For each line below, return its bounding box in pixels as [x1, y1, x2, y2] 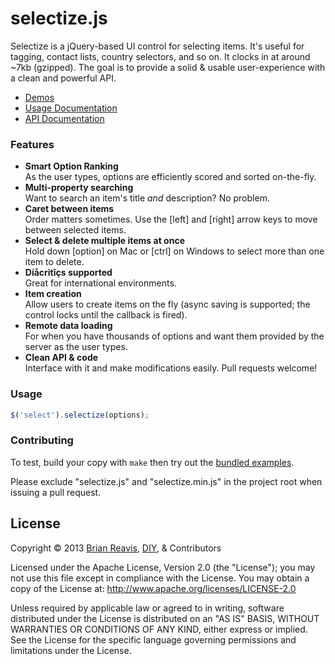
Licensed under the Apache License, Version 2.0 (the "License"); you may [10, 561, 316, 573]
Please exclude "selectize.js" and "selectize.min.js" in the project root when [10, 475, 323, 487]
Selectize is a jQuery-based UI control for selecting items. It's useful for [10, 40, 305, 52]
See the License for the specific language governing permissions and [10, 633, 297, 646]
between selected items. [24, 224, 127, 236]
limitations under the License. [10, 644, 132, 656]
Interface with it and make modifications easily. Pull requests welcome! [24, 362, 318, 374]
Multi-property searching [24, 182, 134, 194]
